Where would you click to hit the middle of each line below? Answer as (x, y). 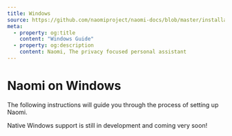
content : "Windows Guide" (57, 39)
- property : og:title (45, 33)
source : (18, 20)
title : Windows (29, 13)
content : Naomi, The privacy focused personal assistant (103, 52)
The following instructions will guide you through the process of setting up (113, 104)
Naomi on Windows (64, 86)
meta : (15, 26)
